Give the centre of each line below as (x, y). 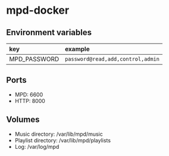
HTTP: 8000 (30, 101)
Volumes (23, 120)
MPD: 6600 (29, 94)
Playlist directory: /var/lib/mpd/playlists (63, 140)
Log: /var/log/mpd (37, 146)
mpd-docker (38, 10)
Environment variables (49, 32)
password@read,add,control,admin (112, 59)
